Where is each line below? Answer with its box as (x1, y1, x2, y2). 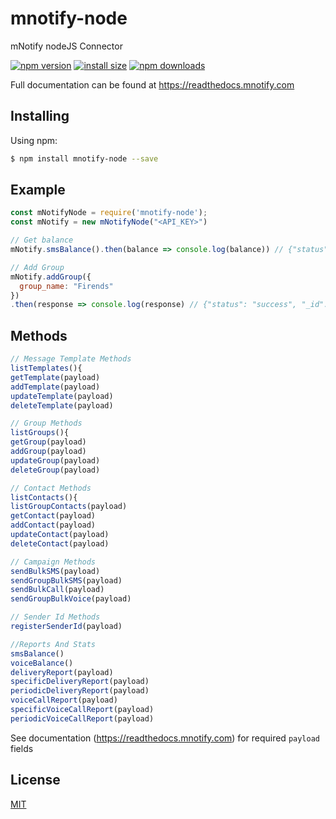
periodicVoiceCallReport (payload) (10, 713, 155, 724)
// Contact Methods (10, 483, 92, 493)
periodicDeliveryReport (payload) (10, 686, 150, 696)
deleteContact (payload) (10, 538, 110, 549)
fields (10, 742, 34, 754)
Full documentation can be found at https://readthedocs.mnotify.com (10, 78, 295, 91)
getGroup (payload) (10, 437, 87, 447)
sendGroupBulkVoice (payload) (10, 594, 132, 604)
